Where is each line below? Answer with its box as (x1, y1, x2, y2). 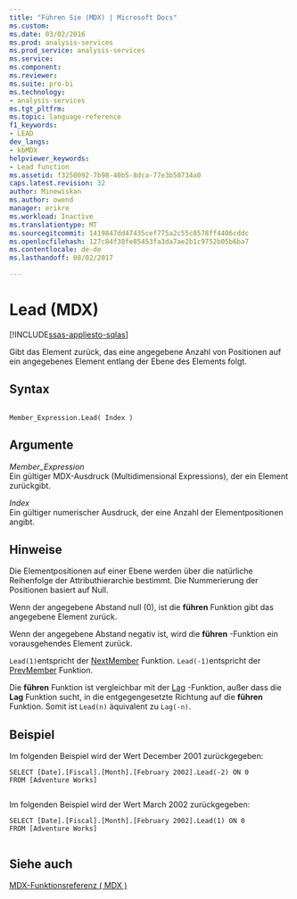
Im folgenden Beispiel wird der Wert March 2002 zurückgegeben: (9, 799, 251, 810)
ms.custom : (9, 21, 50, 30)
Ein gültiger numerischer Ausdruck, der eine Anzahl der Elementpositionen (9, 507, 284, 517)
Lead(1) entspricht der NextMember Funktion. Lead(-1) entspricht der (9, 656, 261, 666)
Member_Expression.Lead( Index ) (9, 413, 134, 422)
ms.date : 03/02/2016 (9, 29, 87, 38)
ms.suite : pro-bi (9, 79, 74, 88)
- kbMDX (9, 145, 38, 154)
